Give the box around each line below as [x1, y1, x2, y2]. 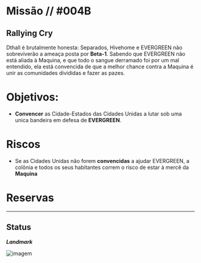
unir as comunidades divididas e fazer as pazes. [6, 69, 126, 76]
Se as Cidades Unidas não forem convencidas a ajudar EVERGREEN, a [14, 157, 190, 164]
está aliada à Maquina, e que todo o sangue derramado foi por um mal [6, 57, 179, 64]
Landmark [6, 238, 33, 245]
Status [6, 222, 32, 232]
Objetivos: [6, 90, 59, 104]
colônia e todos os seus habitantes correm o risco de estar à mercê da [14, 164, 190, 171]
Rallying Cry [6, 28, 53, 38]
